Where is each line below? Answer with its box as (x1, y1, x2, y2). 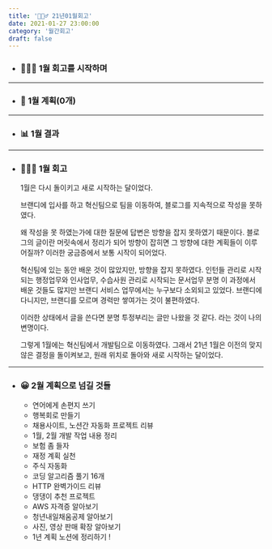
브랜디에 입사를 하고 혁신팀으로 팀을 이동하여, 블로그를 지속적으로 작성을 (19, 200, 248, 210)
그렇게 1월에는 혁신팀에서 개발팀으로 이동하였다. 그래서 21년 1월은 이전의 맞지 (19, 340, 263, 350)
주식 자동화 (32, 461, 67, 470)
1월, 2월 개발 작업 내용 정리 (32, 431, 117, 440)
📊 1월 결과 (19, 127, 60, 139)
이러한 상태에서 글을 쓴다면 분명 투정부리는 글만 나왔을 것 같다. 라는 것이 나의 (19, 313, 262, 323)
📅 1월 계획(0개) (19, 95, 76, 106)
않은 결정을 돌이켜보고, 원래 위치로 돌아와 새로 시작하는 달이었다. (19, 350, 224, 360)
